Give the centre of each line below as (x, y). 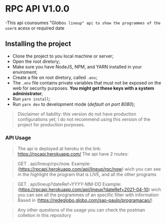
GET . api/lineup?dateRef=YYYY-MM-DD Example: (69, 184)
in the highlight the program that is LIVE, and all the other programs (87, 175)
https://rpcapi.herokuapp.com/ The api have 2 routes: (73, 154)
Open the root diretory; (36, 61)
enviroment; (25, 72)
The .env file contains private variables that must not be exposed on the (87, 83)
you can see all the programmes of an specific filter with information (88, 195)
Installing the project (38, 44)
